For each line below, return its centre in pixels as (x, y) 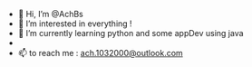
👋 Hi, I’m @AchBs (51, 14)
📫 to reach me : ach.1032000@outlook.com (100, 53)
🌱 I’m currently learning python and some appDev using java (131, 33)
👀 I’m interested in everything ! (75, 24)
